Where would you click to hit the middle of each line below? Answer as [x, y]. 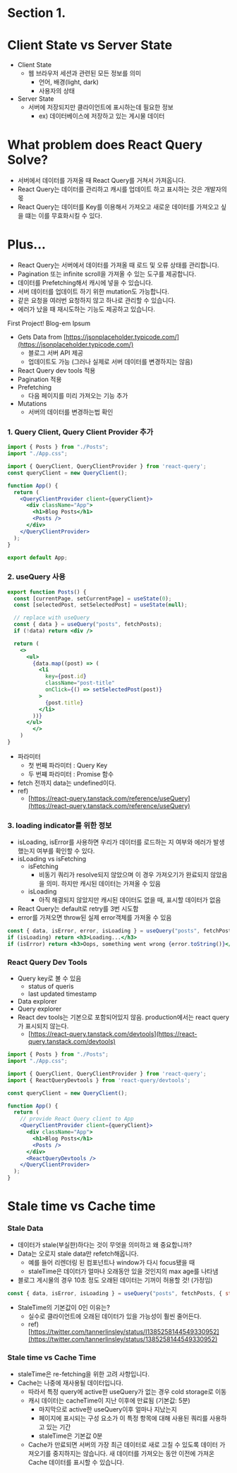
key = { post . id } [66, 677]
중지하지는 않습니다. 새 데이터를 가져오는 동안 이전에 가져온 [134, 1453]
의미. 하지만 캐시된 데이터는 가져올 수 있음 [103, 884]
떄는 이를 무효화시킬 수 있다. [63, 216]
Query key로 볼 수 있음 [49, 978]
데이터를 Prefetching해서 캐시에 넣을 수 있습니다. [85, 283]
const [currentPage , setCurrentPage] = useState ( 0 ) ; [93, 599]
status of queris [51, 987]
